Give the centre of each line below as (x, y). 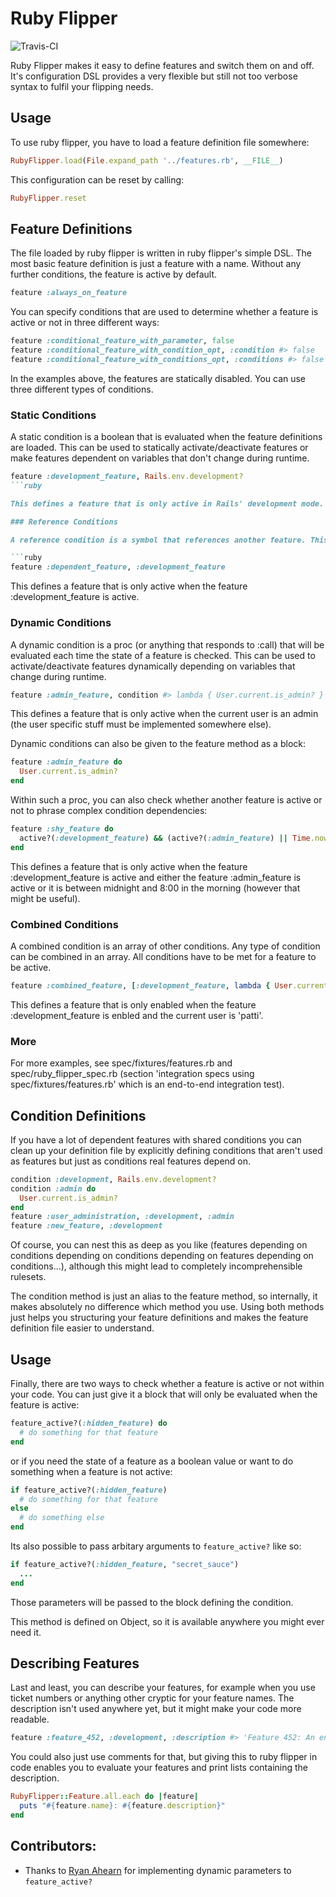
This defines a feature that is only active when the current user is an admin (164, 714)
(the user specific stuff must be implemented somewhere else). (141, 724)
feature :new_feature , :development (86, 1226)
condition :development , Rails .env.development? (113, 1179)
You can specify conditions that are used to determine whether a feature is (164, 312)
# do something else (62, 1518)
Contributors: (53, 1846)
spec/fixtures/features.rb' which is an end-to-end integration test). (147, 1084)
